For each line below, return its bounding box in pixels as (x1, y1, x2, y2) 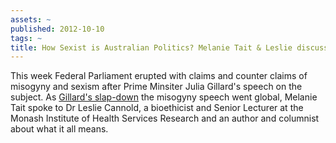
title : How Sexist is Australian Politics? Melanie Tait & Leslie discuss (10, 42, 329, 53)
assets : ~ (10, 14, 52, 25)
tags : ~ (10, 33, 43, 43)
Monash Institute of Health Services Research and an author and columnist (10, 112, 320, 125)
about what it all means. (10, 123, 109, 135)
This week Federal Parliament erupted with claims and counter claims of (10, 70, 308, 82)
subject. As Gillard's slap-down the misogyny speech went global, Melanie (10, 91, 318, 103)
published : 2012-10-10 (10, 24, 105, 34)
